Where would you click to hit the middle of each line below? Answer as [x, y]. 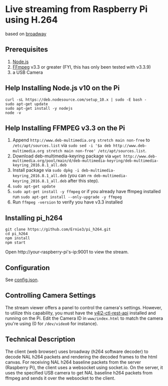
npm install [18, 238]
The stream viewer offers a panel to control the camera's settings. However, [84, 307]
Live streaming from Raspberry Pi [76, 9]
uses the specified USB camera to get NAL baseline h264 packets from [79, 372]
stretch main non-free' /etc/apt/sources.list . [97, 151]
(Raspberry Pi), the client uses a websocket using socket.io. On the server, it [84, 367]
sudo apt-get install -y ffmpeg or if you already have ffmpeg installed [87, 191]
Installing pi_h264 [34, 218]
